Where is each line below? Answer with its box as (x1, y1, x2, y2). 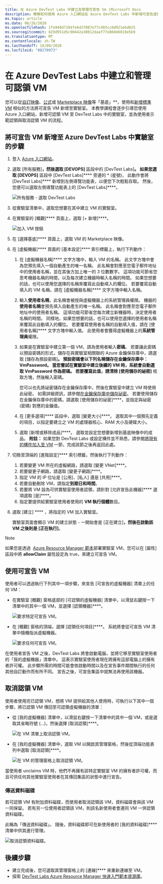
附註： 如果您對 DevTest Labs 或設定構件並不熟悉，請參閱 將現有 (29, 435, 158, 442)
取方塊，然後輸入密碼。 (19, 374, 66, 380)
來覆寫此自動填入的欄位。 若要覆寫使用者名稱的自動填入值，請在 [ (19, 321, 151, 328)
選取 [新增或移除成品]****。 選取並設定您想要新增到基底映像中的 (19, 430, 148, 435)
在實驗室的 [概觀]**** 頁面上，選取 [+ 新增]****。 (12, 216, 112, 221)
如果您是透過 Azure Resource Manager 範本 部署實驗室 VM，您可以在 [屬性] (5, 545, 157, 551)
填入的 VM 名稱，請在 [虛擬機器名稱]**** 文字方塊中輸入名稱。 (19, 287, 145, 293)
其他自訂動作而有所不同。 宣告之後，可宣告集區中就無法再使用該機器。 (5, 668, 147, 675)
